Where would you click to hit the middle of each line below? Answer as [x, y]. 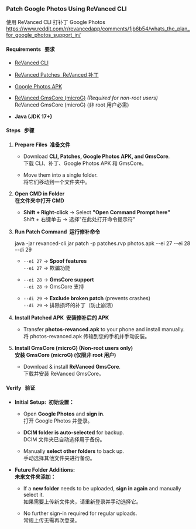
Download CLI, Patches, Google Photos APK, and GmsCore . [97, 156]
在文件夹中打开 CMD [39, 200]
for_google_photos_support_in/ [43, 35]
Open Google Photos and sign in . [64, 414]
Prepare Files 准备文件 [42, 145]
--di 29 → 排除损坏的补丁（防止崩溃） [70, 305]
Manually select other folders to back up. [74, 451]
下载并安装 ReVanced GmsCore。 [63, 373]
